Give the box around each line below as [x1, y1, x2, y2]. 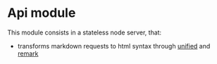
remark [17, 49, 39, 58]
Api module [7, 5, 76, 21]
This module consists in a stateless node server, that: [7, 28, 162, 37]
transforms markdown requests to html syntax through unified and [17, 41, 211, 50]
